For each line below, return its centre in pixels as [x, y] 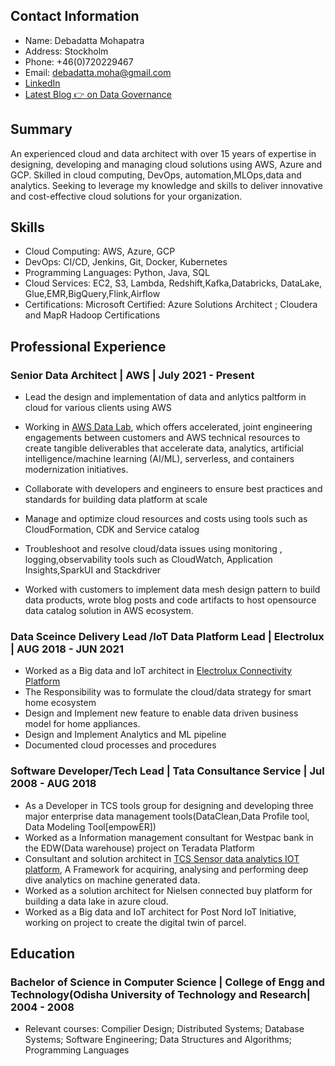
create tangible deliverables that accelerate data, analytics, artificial [164, 448]
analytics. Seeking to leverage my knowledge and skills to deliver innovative [166, 185]
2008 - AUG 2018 [53, 784]
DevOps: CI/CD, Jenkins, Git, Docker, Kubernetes [126, 262]
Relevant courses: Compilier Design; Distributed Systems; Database [164, 1029]
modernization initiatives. [76, 470]
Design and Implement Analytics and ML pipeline [125, 735]
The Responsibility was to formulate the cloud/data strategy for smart [168, 692]
